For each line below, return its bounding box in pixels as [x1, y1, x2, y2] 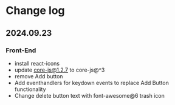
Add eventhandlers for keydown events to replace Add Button [14, 79, 170, 86]
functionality [14, 86, 46, 93]
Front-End [5, 46, 36, 55]
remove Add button [14, 72, 63, 80]
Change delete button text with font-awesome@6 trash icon [14, 92, 165, 99]
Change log [5, 4, 65, 18]
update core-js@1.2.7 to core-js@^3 [14, 66, 105, 73]
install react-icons [14, 59, 60, 67]
